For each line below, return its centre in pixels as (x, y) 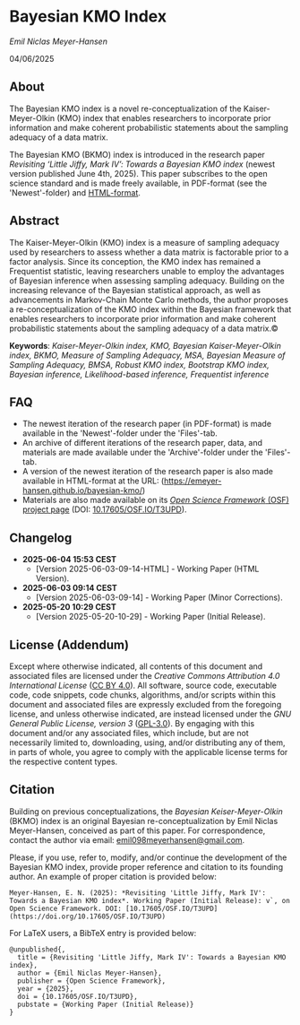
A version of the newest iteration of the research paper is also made (147, 472)
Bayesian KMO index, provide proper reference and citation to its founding (146, 866)
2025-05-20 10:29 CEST (69, 607)
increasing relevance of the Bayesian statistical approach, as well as (135, 290)
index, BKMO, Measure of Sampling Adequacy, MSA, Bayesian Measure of (147, 355)
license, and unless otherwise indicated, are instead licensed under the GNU (150, 714)
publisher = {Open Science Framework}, (92, 981)
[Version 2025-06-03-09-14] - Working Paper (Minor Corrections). (159, 597)
